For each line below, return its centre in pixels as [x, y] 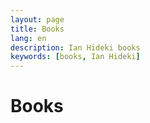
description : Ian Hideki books [75, 47]
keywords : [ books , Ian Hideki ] [75, 57]
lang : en [28, 38]
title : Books [37, 29]
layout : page [37, 19]
